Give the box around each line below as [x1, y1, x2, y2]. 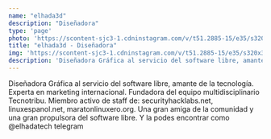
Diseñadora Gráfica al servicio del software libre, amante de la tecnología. [8, 78, 254, 88]
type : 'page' [8, 27, 52, 35]
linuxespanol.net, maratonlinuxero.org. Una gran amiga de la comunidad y [8, 104, 254, 113]
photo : [8, 34, 31, 43]
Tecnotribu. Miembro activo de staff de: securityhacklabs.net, [8, 96, 214, 105]
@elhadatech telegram [8, 121, 84, 131]
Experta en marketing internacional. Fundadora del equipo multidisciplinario [8, 87, 260, 96]
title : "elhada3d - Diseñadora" [8, 42, 117, 50]
